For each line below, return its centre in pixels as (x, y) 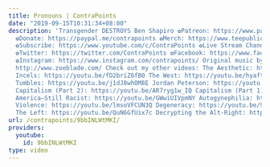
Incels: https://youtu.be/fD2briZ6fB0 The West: (98, 75)
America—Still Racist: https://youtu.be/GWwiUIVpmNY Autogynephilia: (134, 98)
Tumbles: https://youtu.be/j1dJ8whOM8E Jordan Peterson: (113, 83)
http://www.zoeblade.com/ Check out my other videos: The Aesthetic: (134, 68)
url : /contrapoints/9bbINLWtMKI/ (64, 120)
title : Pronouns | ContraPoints (62, 16)
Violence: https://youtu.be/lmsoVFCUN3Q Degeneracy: (106, 105)
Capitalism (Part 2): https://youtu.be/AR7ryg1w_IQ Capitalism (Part (134, 90)
